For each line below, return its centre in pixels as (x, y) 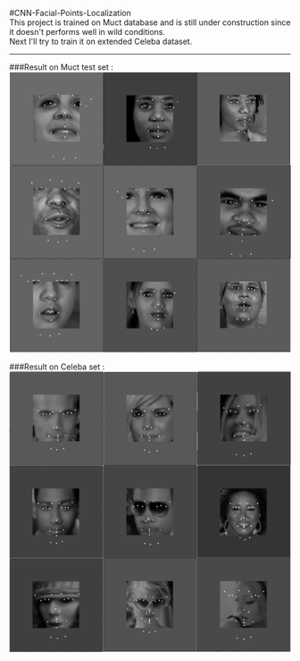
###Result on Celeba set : (57, 367)
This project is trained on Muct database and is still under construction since (150, 22)
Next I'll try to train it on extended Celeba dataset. (101, 41)
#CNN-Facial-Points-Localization (71, 13)
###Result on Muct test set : (62, 67)
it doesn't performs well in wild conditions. (87, 32)
